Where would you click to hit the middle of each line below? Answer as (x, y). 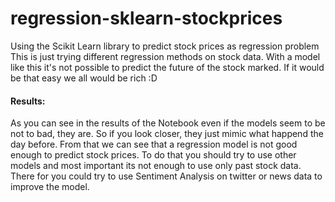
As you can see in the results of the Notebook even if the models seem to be (168, 123)
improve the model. (50, 187)
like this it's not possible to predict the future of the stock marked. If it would (167, 67)
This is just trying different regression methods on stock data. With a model (165, 56)
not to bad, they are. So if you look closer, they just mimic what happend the (167, 134)
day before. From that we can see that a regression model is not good (154, 144)
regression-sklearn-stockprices (146, 18)
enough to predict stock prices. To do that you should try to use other (153, 155)
